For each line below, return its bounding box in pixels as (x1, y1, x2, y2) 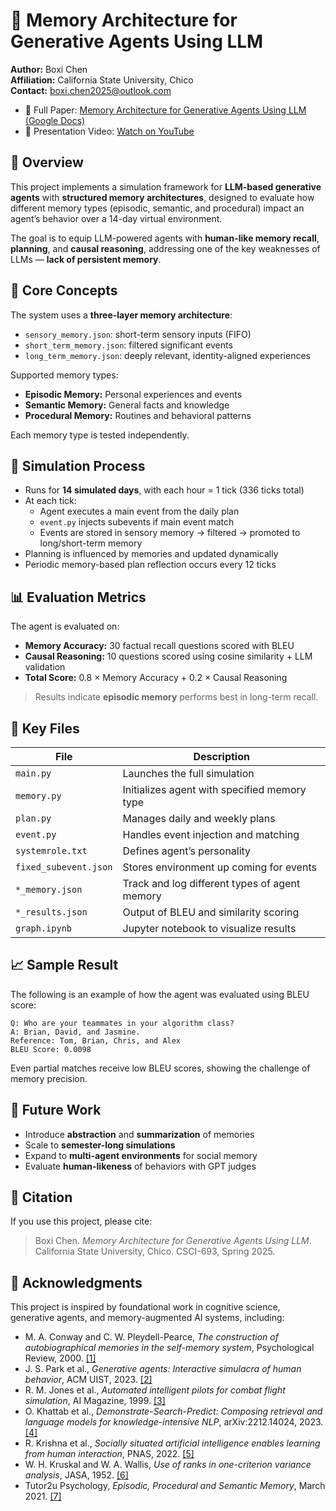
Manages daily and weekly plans (122, 812, 276, 825)
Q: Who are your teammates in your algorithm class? (10, 1018, 235, 1028)
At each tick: (24, 495, 77, 507)
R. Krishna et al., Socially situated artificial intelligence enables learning (24, 1437, 321, 1449)
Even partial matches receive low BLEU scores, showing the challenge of (10, 1062, 311, 1074)
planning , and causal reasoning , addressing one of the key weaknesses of (10, 242, 321, 254)
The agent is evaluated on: (10, 620, 120, 633)
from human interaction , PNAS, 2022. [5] (24, 1448, 195, 1460)
